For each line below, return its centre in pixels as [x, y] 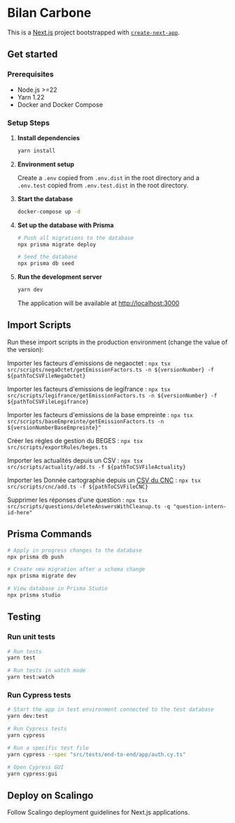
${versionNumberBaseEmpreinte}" [54, 428]
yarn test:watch [31, 677]
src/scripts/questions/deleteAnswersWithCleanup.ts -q [89, 506]
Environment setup [46, 164]
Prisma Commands [50, 534]
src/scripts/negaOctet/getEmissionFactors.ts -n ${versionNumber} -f [111, 369]
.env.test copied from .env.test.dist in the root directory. [103, 185]
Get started [33, 54]
